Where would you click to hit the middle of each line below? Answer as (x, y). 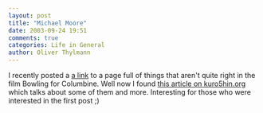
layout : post (30, 16)
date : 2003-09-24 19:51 (48, 30)
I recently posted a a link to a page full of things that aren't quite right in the (132, 75)
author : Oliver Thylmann (49, 53)
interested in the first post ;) (54, 101)
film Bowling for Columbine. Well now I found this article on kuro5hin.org (127, 84)
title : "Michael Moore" (48, 23)
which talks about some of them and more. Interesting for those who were (130, 92)
